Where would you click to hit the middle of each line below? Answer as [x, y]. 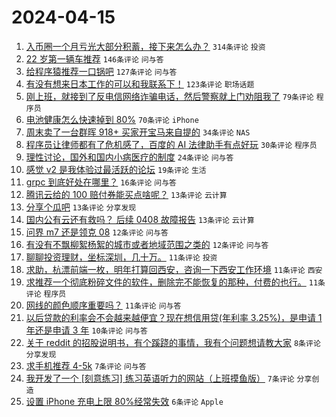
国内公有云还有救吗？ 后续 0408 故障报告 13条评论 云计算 [140, 219]
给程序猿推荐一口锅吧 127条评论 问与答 [101, 71]
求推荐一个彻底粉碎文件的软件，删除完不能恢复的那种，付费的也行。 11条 [175, 282]
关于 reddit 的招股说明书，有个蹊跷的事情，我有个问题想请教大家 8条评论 [173, 342]
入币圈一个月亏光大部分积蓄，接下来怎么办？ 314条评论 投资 [145, 46]
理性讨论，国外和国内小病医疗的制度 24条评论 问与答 [129, 157]
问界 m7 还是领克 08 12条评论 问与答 [97, 232]
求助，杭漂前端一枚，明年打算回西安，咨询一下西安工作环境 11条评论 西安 [174, 269]
